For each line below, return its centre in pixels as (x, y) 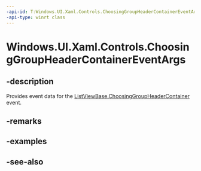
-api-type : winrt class (36, 17)
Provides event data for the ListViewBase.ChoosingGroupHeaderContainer (98, 96)
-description (30, 82)
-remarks (24, 121)
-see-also (25, 162)
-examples (27, 141)
